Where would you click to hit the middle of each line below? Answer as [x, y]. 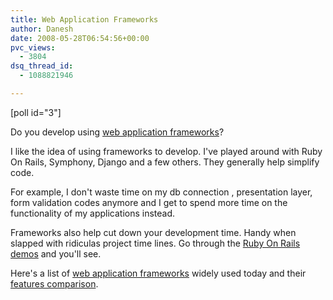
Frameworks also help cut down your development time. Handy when [153, 232]
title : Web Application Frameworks [84, 19]
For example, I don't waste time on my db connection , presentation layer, [161, 192]
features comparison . [54, 283]
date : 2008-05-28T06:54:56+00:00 [80, 38]
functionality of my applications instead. [93, 213]
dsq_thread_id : [42, 66]
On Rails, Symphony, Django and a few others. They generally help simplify [165, 162]
